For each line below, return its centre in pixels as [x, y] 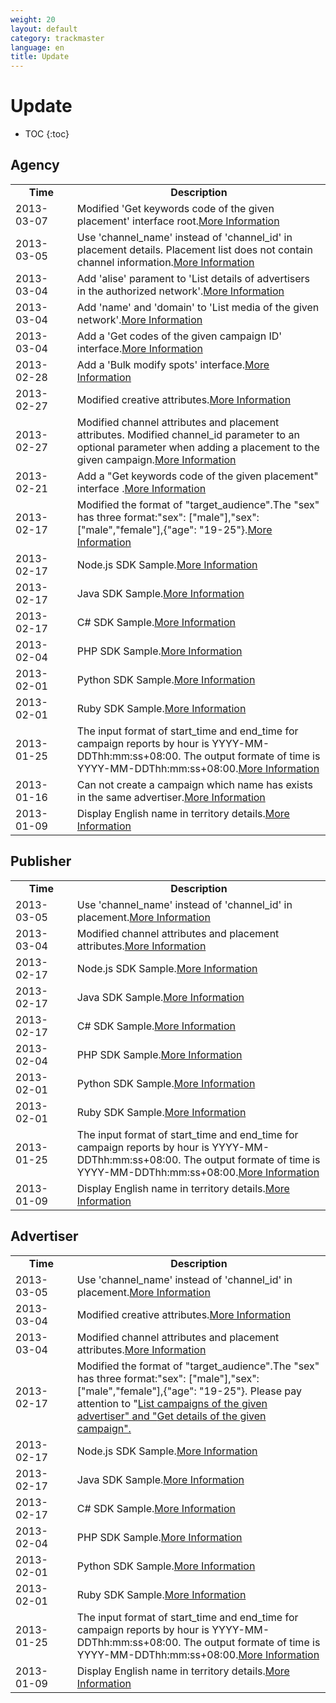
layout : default [44, 29]
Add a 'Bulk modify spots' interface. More [173, 364]
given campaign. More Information [156, 459]
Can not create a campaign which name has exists [194, 784]
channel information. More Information [165, 262]
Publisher [41, 861]
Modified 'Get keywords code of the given [175, 208]
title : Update [40, 57]
